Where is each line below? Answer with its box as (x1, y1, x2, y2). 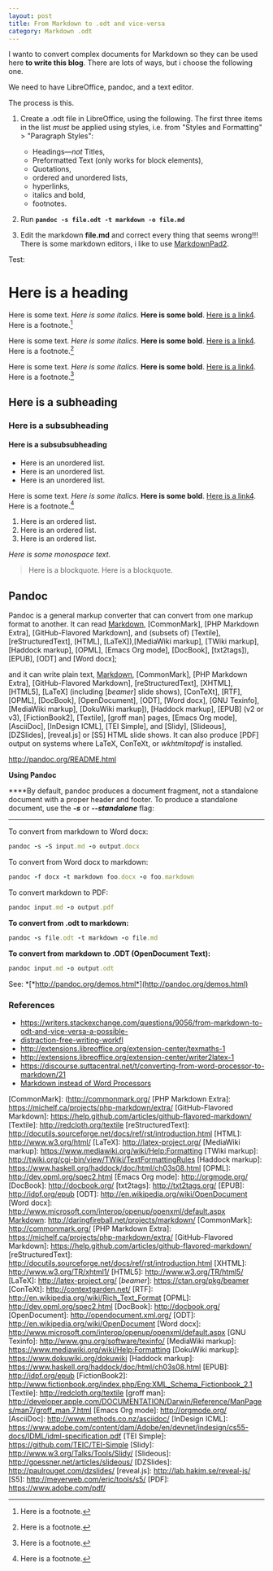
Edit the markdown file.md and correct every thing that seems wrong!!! (19, 230, 258, 240)
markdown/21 (19, 1069, 67, 1079)
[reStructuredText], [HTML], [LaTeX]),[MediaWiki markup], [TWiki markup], (8, 636, 259, 647)
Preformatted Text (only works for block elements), (32, 155, 204, 165)
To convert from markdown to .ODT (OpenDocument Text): (8, 949, 211, 958)
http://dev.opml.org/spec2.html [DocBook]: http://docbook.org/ (8, 1301, 221, 1311)
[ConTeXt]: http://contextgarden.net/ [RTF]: (8, 1284, 154, 1294)
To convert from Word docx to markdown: (8, 858, 149, 867)
